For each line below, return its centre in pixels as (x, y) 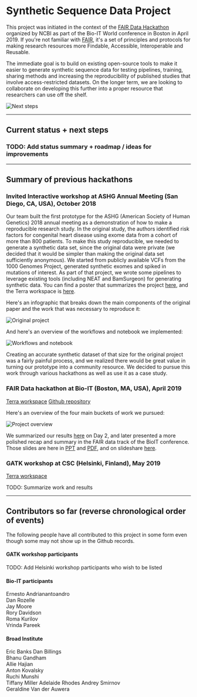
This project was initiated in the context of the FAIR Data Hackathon (88, 27)
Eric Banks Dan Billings (34, 652)
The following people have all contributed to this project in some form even (97, 535)
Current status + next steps (57, 130)
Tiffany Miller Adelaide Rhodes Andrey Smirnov (63, 683)
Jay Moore (19, 606)
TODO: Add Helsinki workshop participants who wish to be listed (84, 567)
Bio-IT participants (30, 581)
